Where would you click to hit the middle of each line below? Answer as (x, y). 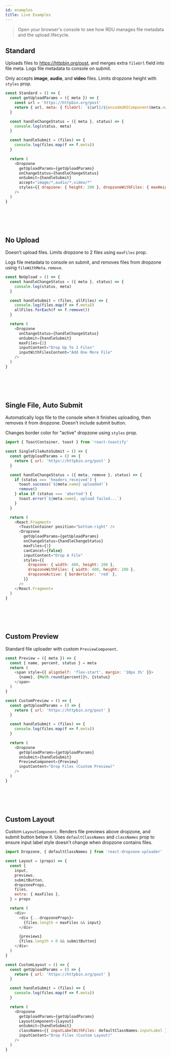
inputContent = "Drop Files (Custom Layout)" (66, 1036)
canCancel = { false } (43, 550)
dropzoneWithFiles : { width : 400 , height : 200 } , (82, 570)
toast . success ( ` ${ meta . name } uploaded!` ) (63, 484)
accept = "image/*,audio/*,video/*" (55, 183)
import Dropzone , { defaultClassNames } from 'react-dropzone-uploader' (84, 852)
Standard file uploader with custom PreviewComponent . (62, 649)
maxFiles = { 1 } (37, 546)
